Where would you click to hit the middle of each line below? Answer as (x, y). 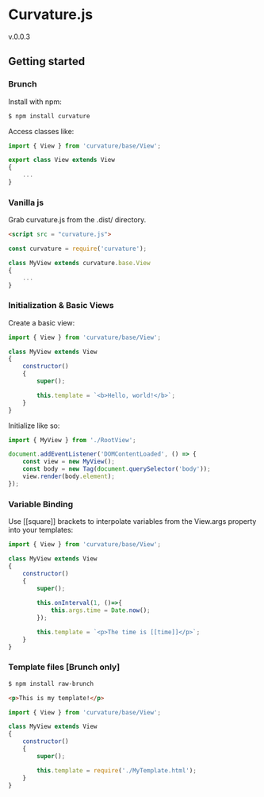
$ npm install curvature (49, 116)
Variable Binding (41, 504)
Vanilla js (26, 202)
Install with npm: (35, 102)
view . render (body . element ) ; (69, 477)
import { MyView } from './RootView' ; (72, 440)
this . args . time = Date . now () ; (100, 610)
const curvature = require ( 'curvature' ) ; (78, 249)
